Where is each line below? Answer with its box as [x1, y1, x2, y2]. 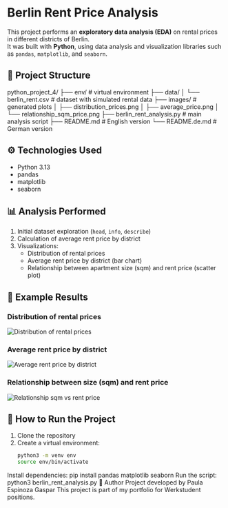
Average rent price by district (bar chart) [27, 256, 143, 265]
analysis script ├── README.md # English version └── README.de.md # [7, 117, 217, 125]
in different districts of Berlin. [7, 34, 90, 43]
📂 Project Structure [7, 70, 91, 81]
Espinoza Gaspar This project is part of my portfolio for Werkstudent [7, 486, 201, 494]
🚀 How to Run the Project [7, 414, 116, 425]
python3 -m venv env [17, 452, 76, 459]
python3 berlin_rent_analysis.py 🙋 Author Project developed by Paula [7, 478, 203, 487]
